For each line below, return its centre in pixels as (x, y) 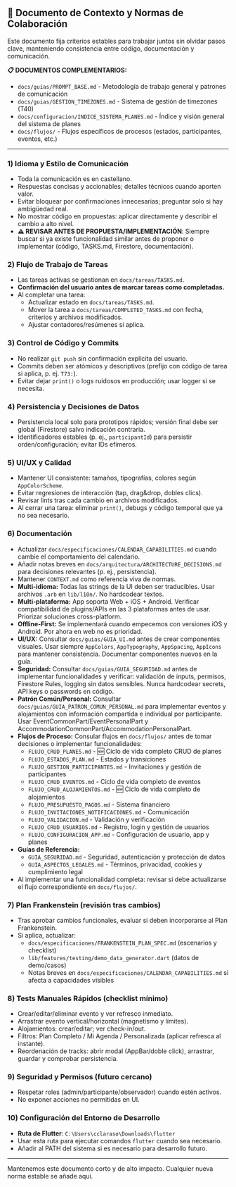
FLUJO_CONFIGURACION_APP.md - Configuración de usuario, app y (118, 834)
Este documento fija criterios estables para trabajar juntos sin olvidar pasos (117, 41)
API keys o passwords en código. (66, 691)
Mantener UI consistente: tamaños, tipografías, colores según (107, 478)
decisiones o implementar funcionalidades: (80, 743)
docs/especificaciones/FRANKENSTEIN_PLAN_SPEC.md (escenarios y (123, 943)
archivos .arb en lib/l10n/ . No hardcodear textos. (91, 594)
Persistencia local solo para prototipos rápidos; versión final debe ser (118, 422)
